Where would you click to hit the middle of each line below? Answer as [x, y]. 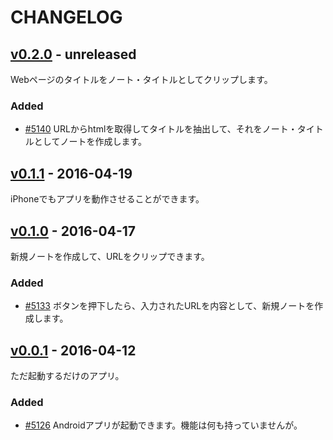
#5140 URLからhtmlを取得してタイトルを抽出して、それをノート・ [161, 129]
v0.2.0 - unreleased [73, 54]
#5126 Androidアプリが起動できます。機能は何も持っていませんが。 [163, 425]
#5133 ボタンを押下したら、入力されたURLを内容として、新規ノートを [169, 306]
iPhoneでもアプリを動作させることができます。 [107, 199]
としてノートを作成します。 [90, 142]
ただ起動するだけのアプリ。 [67, 376]
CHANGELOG [66, 17]
